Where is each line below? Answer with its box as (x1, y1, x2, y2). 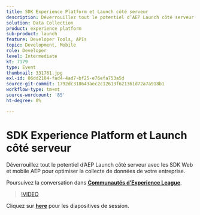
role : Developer (6, 48, 47, 54)
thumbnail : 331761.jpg (6, 70, 63, 76)
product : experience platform (6, 25, 82, 32)
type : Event (6, 64, 36, 70)
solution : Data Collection (6, 20, 74, 26)
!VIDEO (20, 191, 39, 198)
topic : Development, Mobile (6, 42, 77, 48)
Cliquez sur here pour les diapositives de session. (6, 202, 130, 209)
